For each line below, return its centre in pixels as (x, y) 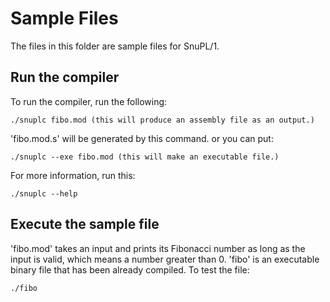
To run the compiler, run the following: (89, 101)
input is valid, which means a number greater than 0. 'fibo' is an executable (165, 259)
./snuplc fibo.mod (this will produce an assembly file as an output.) (162, 120)
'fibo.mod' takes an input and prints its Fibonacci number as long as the (158, 248)
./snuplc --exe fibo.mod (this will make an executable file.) (145, 157)
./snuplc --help (44, 193)
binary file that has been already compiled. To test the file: (130, 269)
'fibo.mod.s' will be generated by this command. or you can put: (142, 138)
